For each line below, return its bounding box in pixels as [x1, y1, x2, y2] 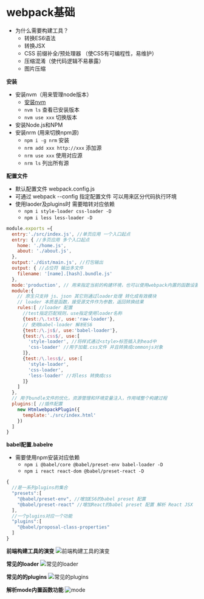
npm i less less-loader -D [24, 214, 93, 221]
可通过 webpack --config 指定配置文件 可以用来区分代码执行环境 [15, 192, 177, 200]
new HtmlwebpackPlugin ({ [17, 406, 80, 413]
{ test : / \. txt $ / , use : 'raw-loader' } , [22, 316, 115, 322]
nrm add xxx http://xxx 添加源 [24, 144, 102, 151]
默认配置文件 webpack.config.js [15, 185, 95, 192]
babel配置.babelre [6, 441, 53, 448]
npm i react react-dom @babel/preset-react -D [24, 468, 144, 475]
